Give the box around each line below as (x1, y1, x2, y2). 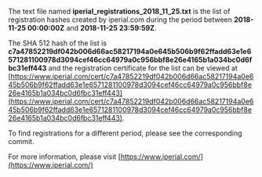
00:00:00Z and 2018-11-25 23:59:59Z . (27, 23, 157, 32)
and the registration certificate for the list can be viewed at (48, 63, 238, 73)
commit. (8, 137, 35, 146)
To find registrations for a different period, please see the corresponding (8, 128, 242, 138)
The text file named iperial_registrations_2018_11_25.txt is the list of (8, 7, 231, 16)
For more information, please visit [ (8, 152, 122, 161)
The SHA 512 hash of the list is (8, 38, 107, 48)
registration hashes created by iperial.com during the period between (8, 15, 233, 24)
